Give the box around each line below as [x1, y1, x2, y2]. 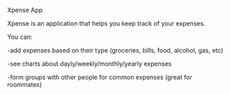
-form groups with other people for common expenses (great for [7, 73, 192, 81]
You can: [7, 33, 33, 41]
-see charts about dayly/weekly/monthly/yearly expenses [7, 60, 172, 68]
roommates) [7, 80, 43, 89]
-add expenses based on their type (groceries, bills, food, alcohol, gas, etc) [7, 46, 224, 54]
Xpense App [7, 6, 43, 14]
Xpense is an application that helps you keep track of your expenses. [7, 19, 206, 27]
